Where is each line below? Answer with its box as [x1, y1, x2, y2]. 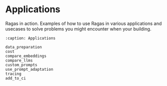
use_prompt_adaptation [5, 67, 53, 72]
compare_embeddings [5, 53, 47, 59]
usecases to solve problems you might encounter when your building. [5, 25, 152, 32]
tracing [5, 71, 22, 76]
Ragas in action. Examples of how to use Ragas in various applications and [5, 20, 162, 26]
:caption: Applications [5, 36, 56, 41]
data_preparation [5, 44, 42, 49]
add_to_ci [5, 75, 26, 81]
